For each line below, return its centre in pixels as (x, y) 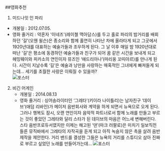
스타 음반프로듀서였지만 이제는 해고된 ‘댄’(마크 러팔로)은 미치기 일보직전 (88, 125)
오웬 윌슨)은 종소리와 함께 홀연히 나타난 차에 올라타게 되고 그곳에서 (93, 40)
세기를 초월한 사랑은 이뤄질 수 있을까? (61, 71)
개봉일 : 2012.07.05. (32, 28)
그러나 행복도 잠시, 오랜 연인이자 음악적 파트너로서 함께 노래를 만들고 (85, 113)
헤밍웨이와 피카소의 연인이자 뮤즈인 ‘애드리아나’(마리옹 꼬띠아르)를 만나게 (82, 59)
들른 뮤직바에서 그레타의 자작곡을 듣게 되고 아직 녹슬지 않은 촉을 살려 (85, 131)
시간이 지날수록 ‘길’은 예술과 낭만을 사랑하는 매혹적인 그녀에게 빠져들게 (86, 65)
